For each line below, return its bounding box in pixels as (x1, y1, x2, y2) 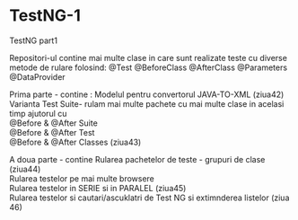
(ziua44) (9, 163, 41, 174)
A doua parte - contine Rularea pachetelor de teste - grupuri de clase (9, 154, 266, 164)
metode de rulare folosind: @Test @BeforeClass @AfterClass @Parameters (9, 62, 288, 73)
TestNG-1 (9, 5, 81, 26)
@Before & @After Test (9, 127, 95, 137)
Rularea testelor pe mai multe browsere (9, 172, 155, 184)
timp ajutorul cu (9, 108, 67, 119)
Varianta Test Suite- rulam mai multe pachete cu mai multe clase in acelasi (9, 98, 285, 109)
